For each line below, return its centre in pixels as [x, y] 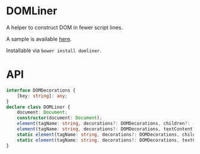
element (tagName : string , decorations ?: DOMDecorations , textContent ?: [107, 129]
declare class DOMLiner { [38, 107]
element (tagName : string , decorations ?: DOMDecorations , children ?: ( [106, 124]
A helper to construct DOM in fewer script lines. [65, 27]
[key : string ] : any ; [42, 96]
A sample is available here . [39, 39]
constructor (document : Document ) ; [60, 118]
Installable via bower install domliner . [54, 50]
